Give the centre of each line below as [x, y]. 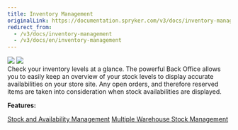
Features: [22, 105]
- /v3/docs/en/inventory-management [68, 40]
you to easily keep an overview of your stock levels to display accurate [110, 77]
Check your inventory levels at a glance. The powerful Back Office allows [114, 69]
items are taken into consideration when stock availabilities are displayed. [114, 92]
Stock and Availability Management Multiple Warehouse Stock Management [118, 119]
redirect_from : [30, 27]
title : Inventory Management [50, 14]
